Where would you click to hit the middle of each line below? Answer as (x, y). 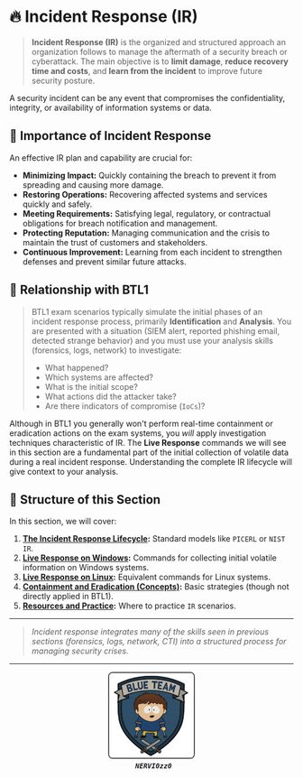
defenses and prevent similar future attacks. (104, 261)
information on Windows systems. (86, 568)
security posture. (63, 80)
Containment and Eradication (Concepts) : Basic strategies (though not (156, 587)
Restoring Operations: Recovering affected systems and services (145, 194)
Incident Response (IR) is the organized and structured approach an (159, 42)
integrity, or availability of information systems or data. (110, 107)
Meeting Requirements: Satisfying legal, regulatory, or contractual (146, 213)
